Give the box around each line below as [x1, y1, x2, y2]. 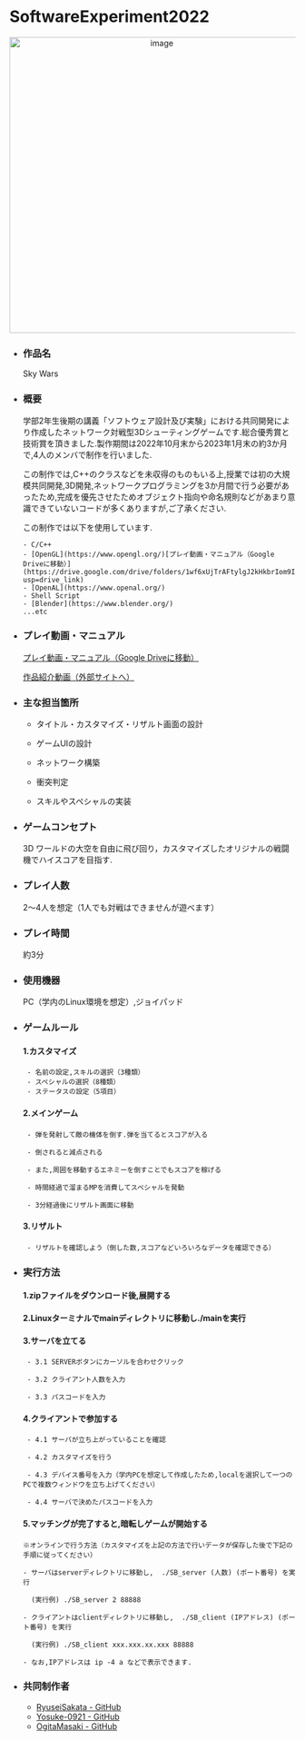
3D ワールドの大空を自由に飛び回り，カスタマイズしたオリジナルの [22, 843, 274, 854]
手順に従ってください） [22, 1550, 97, 1559]
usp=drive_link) [22, 575, 84, 584]
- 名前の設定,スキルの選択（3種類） [26, 1068, 145, 1078]
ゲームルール [22, 1021, 79, 1034]
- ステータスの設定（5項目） [26, 1088, 121, 1097]
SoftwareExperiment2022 [9, 6, 211, 27]
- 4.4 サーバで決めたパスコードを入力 [26, 1497, 153, 1507]
